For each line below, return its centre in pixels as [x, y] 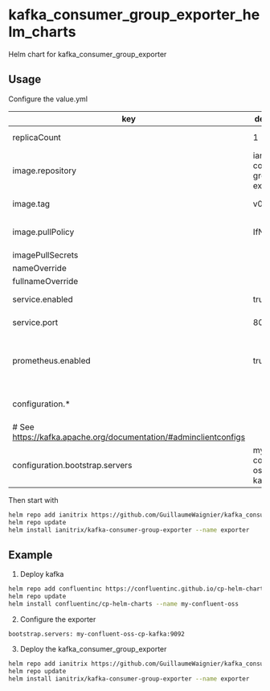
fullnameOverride [45, 281]
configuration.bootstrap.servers [72, 465]
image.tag [31, 204]
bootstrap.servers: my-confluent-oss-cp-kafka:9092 [96, 634]
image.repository [45, 171]
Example [31, 555]
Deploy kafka [42, 574]
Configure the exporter [58, 619]
